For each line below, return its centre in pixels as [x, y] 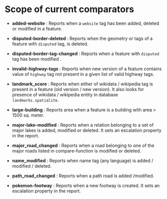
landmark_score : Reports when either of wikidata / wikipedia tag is [82, 84]
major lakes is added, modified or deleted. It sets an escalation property [87, 130]
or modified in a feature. [37, 28]
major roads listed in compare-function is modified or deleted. [76, 151]
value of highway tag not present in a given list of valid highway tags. [83, 74]
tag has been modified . [37, 59]
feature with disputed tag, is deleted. [50, 43]
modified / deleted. [32, 166]
